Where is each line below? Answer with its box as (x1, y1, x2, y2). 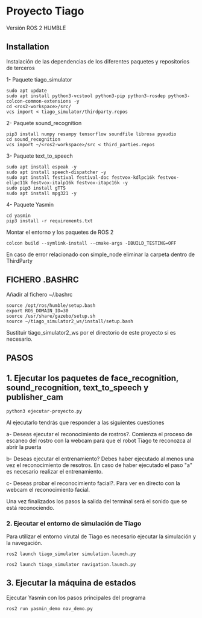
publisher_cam (6, 392, 63, 402)
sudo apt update (6, 88, 47, 94)
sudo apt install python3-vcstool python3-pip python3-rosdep (6, 92, 166, 99)
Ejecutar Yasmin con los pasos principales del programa (6, 594, 146, 601)
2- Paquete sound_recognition (6, 119, 82, 126)
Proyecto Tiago (6, 4, 84, 18)
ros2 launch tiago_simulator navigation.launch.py (6, 562, 136, 568)
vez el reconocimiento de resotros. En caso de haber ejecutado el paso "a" (6, 461, 193, 469)
